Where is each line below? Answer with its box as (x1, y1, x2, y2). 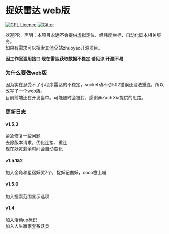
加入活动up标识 (5, 217, 37, 223)
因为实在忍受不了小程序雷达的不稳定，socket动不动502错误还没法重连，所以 (5, 82, 164, 88)
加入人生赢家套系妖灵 (5, 223, 49, 229)
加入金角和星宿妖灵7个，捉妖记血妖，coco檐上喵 (5, 169, 107, 175)
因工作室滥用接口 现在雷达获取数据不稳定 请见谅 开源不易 (5, 55, 124, 61)
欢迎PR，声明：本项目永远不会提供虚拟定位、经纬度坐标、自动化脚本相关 (5, 32, 157, 38)
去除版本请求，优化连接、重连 (5, 139, 67, 146)
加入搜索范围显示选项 (5, 193, 49, 199)
